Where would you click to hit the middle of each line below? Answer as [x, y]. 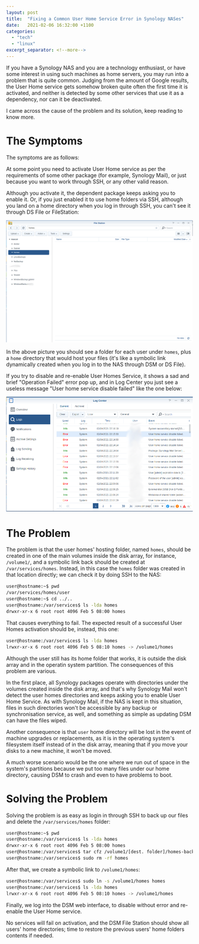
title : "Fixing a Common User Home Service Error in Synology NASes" [95, 19]
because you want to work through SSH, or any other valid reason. [87, 182]
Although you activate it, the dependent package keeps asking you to [91, 193]
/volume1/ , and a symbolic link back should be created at [76, 562]
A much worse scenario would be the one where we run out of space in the [98, 762]
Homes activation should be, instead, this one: [63, 629]
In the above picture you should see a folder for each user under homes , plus [99, 352]
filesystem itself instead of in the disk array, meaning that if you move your [97, 744]
